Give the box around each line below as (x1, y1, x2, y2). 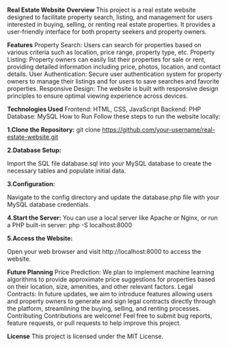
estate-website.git (7, 133, 59, 141)
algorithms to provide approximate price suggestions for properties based (7, 275, 215, 283)
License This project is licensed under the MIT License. (7, 332, 164, 340)
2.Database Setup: (7, 146, 62, 154)
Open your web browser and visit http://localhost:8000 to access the (7, 248, 202, 255)
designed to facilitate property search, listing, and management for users (7, 13, 213, 21)
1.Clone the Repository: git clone (7, 126, 101, 133)
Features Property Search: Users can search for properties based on (7, 41, 202, 49)
